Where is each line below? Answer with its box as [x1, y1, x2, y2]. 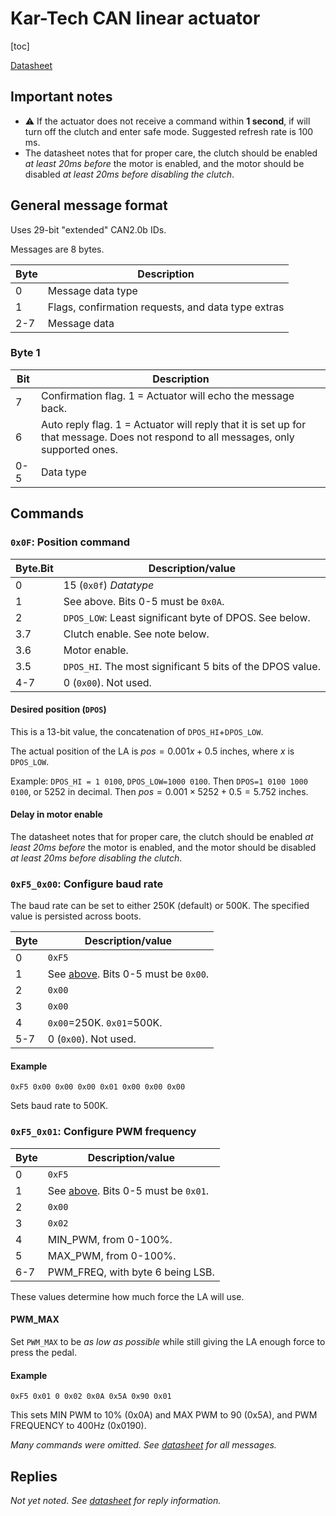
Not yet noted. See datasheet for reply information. [10, 1494, 222, 1506]
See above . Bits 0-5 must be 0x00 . [47, 967, 210, 981]
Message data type [47, 283, 138, 297]
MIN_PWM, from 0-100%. [47, 1232, 173, 1246]
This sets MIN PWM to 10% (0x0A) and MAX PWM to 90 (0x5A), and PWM [10, 1409, 318, 1421]
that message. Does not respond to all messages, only [40, 430, 295, 444]
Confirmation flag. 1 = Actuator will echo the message [40, 388, 295, 402]
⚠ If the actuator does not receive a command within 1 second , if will [24, 115, 311, 127]
